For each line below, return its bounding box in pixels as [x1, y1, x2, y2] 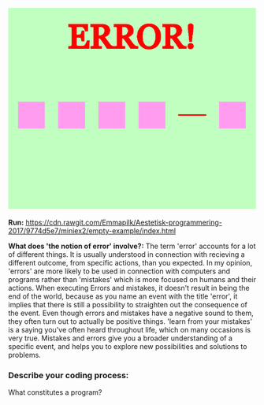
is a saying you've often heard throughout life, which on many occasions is [8, 325, 251, 335]
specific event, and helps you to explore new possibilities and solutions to [8, 342, 247, 351]
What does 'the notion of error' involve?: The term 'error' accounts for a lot [8, 241, 256, 251]
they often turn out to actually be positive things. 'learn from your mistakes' [8, 317, 253, 326]
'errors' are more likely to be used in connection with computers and [8, 266, 231, 276]
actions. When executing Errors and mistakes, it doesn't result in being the [8, 284, 250, 293]
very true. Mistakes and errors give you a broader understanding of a [8, 333, 232, 343]
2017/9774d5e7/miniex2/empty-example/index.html [8, 226, 176, 236]
